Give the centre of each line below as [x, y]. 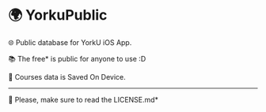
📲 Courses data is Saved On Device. [67, 77]
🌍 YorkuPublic [58, 15]
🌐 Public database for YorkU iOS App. [70, 42]
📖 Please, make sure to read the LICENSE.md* [84, 99]
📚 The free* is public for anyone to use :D [77, 58]
